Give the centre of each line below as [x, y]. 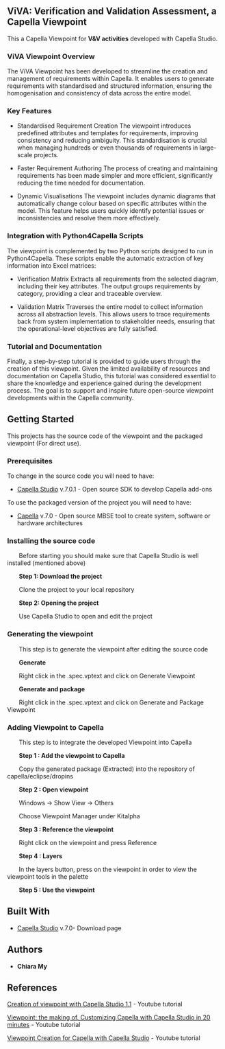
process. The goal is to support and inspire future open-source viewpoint [110, 390]
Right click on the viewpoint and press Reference [88, 843]
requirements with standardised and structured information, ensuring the [109, 86]
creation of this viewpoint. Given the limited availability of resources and [109, 369]
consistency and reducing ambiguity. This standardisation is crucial [112, 141]
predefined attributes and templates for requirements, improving [107, 133]
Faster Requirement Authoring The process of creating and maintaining [117, 168]
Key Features [30, 111]
